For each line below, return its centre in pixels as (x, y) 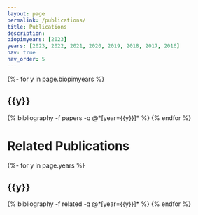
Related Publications (69, 146)
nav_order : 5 (26, 59)
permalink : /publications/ (47, 20)
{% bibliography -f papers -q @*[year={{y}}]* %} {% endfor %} (99, 118)
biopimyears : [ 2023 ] (37, 40)
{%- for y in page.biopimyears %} (56, 79)
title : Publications (37, 27)
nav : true (22, 53)
